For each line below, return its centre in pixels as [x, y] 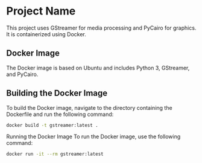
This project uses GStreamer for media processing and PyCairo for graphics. [101, 28]
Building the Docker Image [57, 93]
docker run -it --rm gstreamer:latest [55, 154]
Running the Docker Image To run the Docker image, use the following [93, 136]
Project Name [41, 11]
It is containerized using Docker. [46, 34]
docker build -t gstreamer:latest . [52, 125]
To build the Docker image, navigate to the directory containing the [90, 107]
